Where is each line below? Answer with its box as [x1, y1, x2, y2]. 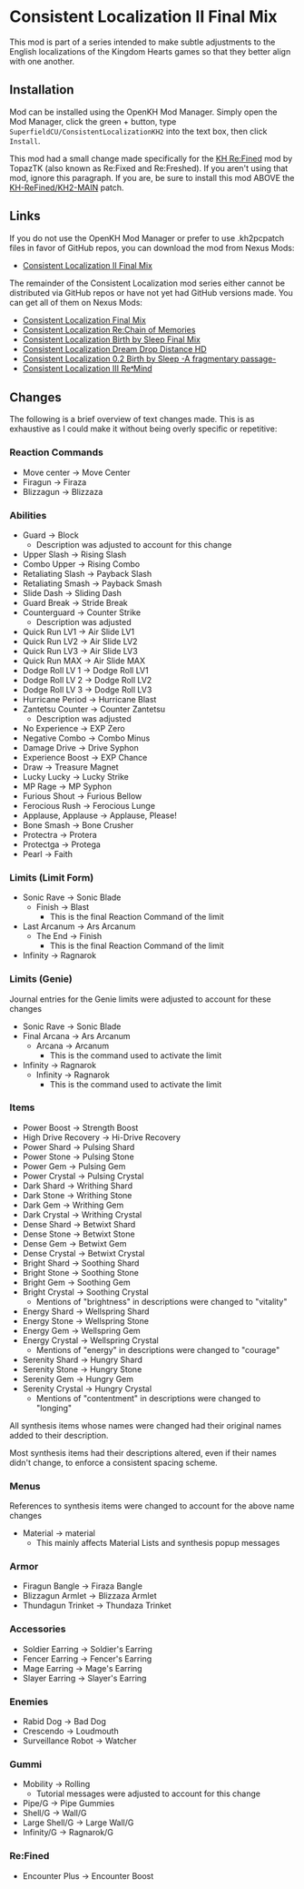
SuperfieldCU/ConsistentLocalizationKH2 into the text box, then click [9, 126, 268, 136]
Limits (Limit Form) [9, 871, 94, 884]
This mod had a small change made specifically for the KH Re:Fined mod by [9, 153, 293, 164]
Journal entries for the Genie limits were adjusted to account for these [9, 994, 271, 1005]
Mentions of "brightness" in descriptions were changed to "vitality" [35, 1296, 288, 1307]
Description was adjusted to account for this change [35, 539, 232, 550]
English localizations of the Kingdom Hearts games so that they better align [9, 45, 291, 56]
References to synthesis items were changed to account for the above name [9, 1500, 295, 1511]
